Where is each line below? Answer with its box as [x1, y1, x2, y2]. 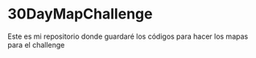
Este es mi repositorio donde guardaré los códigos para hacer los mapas [7, 31, 249, 41]
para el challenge [7, 39, 65, 49]
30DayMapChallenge [7, 5, 153, 23]
